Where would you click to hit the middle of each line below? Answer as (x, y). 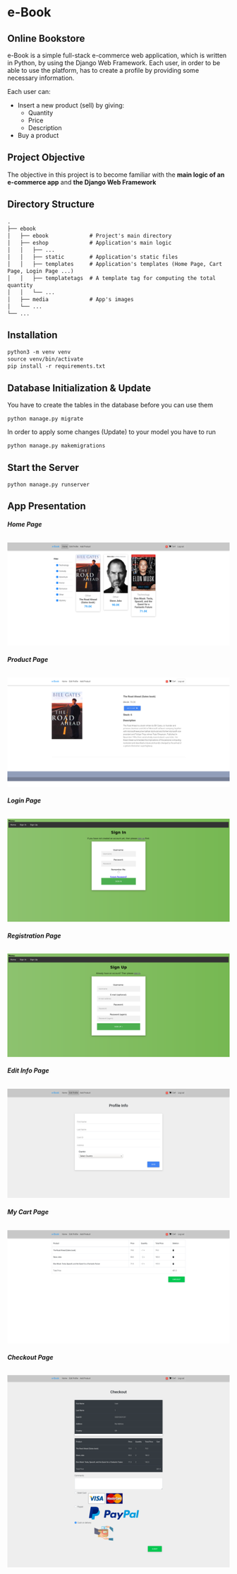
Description (45, 128)
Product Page (28, 659)
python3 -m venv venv (39, 352)
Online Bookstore (46, 39)
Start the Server (43, 467)
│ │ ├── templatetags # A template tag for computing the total (112, 278)
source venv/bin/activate (45, 359)
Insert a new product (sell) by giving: (71, 105)
